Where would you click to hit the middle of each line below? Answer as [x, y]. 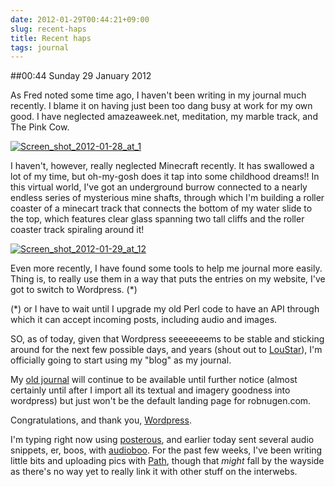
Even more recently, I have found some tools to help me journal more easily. [166, 268]
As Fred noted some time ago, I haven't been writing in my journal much [158, 95]
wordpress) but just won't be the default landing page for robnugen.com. [161, 401]
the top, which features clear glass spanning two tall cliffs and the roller [157, 219]
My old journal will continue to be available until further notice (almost [154, 380]
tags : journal [40, 47]
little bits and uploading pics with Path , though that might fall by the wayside [167, 461]
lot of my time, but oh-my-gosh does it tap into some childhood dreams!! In [165, 177]
